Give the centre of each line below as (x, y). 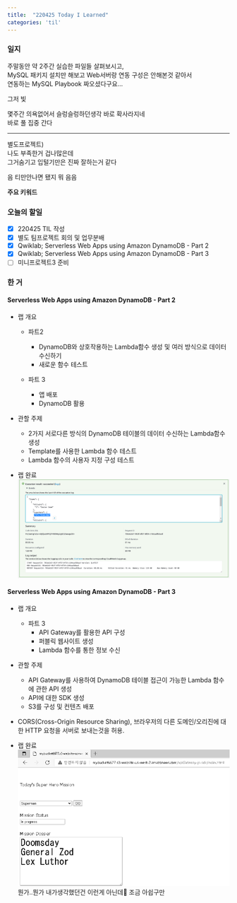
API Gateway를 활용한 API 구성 (82, 632)
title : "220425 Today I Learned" (58, 15)
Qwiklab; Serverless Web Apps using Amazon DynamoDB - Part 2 (113, 246)
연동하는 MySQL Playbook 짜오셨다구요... (65, 83)
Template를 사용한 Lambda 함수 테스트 (83, 451)
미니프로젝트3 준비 (43, 262)
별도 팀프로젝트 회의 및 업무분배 (61, 238)
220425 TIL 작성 (41, 229)
